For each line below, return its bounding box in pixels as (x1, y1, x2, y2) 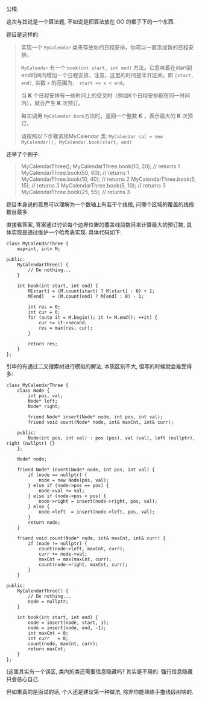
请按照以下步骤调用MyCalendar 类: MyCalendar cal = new (21, 133, 163, 140)
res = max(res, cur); (38, 325, 93, 331)
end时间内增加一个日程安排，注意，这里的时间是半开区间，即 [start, (21, 72, 194, 78)
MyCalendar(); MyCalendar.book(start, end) (21, 139, 133, 145)
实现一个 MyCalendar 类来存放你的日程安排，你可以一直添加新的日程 (21, 44, 189, 51)
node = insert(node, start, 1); (28, 620, 110, 626)
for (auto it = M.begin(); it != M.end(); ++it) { (28, 315, 158, 321)
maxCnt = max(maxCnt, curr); (38, 556, 112, 562)
